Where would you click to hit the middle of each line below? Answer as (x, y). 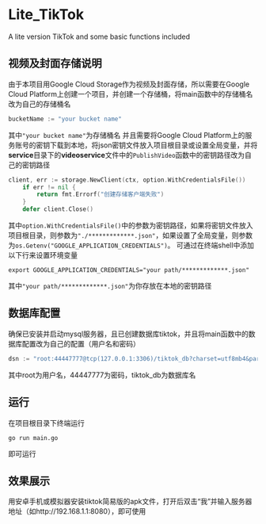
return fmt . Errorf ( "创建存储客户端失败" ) (101, 195)
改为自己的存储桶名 (40, 104)
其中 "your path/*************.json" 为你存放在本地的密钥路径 (110, 286)
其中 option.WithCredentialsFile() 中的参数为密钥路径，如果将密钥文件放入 (131, 225)
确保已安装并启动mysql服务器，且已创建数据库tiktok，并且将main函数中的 (129, 334)
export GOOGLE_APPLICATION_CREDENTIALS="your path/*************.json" (129, 270)
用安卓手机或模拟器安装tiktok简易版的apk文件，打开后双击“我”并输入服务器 (130, 502)
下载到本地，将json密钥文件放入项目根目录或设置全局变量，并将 (154, 145)
